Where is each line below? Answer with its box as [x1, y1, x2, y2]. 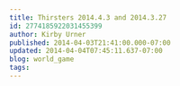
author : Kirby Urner [9, 30, 87, 39]
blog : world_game [9, 55, 75, 64]
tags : [9, 64, 30, 73]
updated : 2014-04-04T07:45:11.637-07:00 [9, 47, 164, 56]
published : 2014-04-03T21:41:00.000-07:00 [9, 38, 171, 47]
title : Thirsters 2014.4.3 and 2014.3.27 [9, 13, 167, 22]
